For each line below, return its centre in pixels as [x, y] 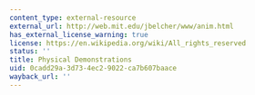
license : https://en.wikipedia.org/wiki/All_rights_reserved [128, 43]
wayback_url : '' [40, 77]
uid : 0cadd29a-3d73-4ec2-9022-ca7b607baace [93, 69]
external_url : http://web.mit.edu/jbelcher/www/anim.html [122, 26]
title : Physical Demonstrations [71, 60]
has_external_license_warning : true [79, 34]
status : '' [30, 52]
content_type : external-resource [73, 18]
